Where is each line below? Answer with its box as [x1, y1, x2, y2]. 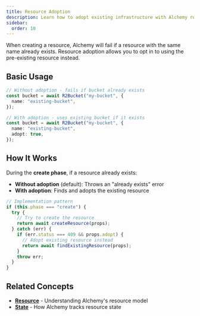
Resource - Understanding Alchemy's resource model [14, 297, 148, 304]
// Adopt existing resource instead [21, 237, 113, 243]
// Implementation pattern [6, 198, 73, 204]
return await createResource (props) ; [17, 221, 111, 227]
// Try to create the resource [17, 215, 95, 221]
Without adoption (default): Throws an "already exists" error [14, 180, 164, 187]
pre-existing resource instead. [6, 54, 80, 61]
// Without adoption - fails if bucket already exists [6, 87, 145, 93]
